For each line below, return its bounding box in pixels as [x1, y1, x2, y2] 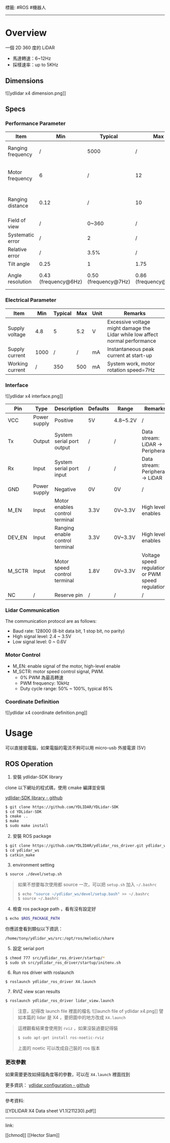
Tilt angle [8, 260, 30, 267]
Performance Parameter [5, 120, 66, 127]
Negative [54, 486, 76, 493]
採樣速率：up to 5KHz [12, 61, 59, 67]
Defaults [88, 405, 109, 412]
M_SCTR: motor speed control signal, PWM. [12, 668, 104, 675]
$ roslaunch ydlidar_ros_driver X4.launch [5, 979, 96, 984]
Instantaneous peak [107, 345, 154, 352]
